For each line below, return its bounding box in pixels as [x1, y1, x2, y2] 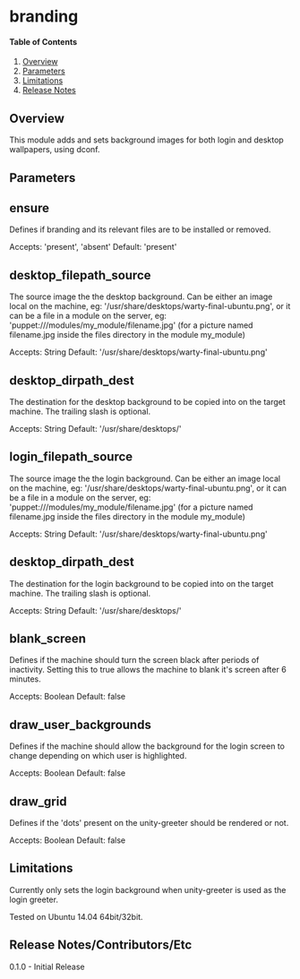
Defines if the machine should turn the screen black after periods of [9, 655, 260, 666]
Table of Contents [9, 36, 78, 47]
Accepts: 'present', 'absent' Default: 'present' [9, 242, 177, 253]
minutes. [9, 674, 42, 684]
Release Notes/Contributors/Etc [9, 938, 193, 953]
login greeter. [9, 894, 58, 905]
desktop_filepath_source [9, 267, 151, 283]
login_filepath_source [9, 450, 133, 465]
